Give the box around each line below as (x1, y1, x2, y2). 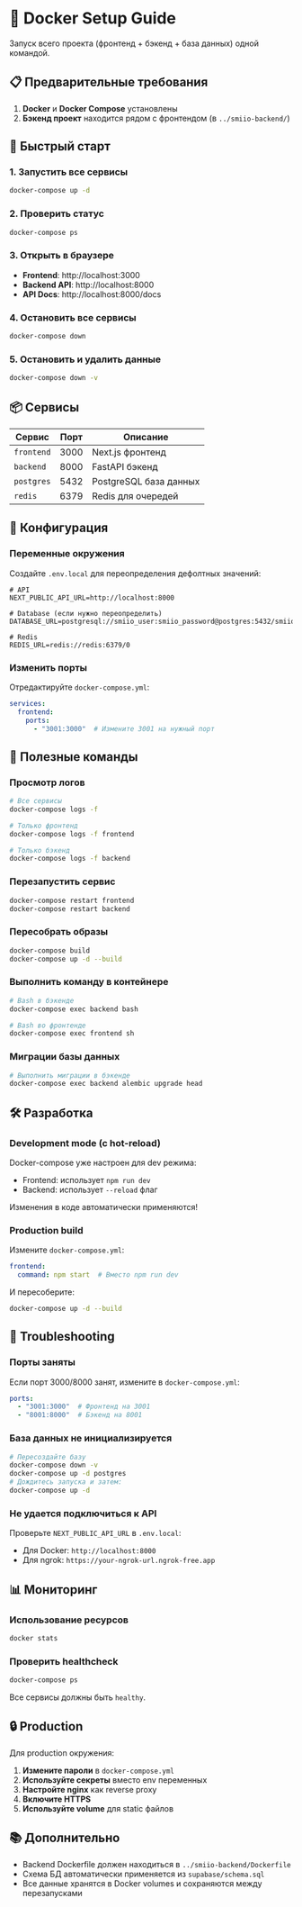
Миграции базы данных (9, 1051, 120, 1063)
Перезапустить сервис (9, 875, 116, 888)
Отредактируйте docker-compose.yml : (9, 682, 150, 692)
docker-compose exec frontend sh (9, 1029, 135, 1038)
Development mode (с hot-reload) (9, 1136, 162, 1149)
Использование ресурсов (9, 1613, 129, 1626)
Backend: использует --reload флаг (22, 1184, 158, 1195)
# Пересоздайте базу (9, 1452, 87, 1461)
